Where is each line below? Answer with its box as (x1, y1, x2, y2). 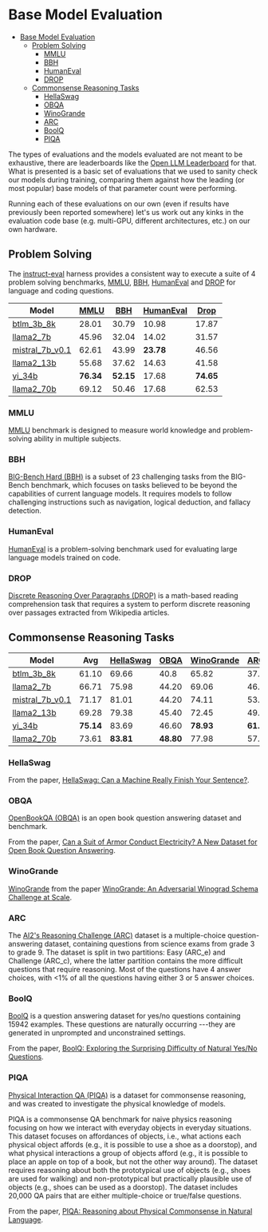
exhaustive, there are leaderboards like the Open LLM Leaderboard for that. (8, 157, 257, 167)
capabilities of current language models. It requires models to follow (8, 489, 232, 499)
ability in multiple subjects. (33, 434, 121, 444)
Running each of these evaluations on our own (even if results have (8, 198, 230, 209)
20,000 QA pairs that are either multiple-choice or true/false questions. (8, 1190, 242, 1200)
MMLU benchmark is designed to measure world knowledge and (8, 425, 221, 435)
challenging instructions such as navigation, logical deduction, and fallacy (8, 497, 251, 507)
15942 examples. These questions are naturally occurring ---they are (8, 1019, 236, 1029)
